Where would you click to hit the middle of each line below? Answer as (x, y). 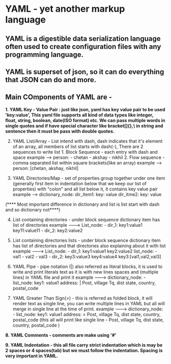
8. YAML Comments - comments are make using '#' (61, 335)
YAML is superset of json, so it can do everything (85, 72)
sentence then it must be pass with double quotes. (60, 131)
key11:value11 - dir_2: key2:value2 (48, 230)
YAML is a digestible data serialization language (83, 39)
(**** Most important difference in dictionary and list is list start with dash (82, 204)
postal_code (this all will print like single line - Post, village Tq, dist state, (88, 320)
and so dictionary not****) (33, 209)
